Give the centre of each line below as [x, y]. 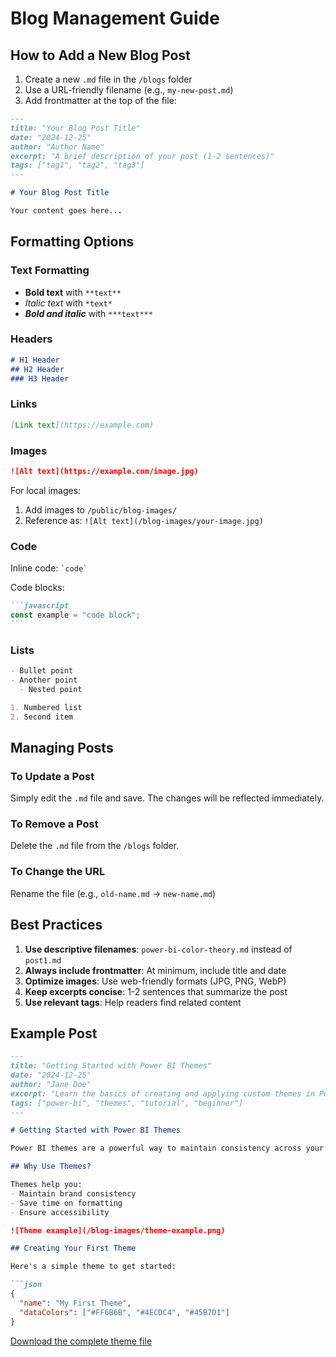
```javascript [40, 606]
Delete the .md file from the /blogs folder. [95, 846]
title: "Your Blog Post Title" [75, 128]
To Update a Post [52, 776]
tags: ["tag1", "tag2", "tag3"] [77, 165]
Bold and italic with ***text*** [88, 313]
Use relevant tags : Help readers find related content [133, 1002]
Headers [31, 339]
